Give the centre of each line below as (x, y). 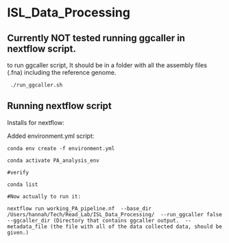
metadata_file (27, 227)
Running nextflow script (59, 106)
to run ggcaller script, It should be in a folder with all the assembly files (107, 65)
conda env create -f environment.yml (61, 148)
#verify (18, 172)
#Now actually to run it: (44, 196)
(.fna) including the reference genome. (62, 72)
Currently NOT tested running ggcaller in (96, 38)
